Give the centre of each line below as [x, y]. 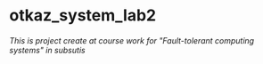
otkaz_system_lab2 [83, 16]
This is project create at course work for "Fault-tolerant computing [132, 40]
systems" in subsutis [48, 50]
